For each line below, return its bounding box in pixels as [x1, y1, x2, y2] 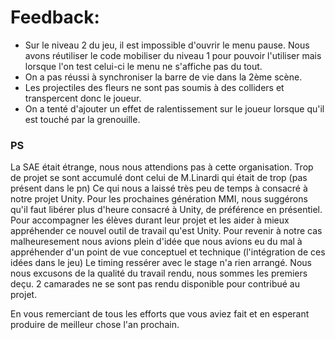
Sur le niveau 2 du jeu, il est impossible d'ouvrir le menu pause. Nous [24, 39, 310, 51]
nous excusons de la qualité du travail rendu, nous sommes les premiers [10, 267, 308, 280]
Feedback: [10, 6, 100, 29]
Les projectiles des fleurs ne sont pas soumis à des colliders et [24, 81, 285, 93]
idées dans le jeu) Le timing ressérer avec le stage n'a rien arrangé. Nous [10, 257, 312, 269]
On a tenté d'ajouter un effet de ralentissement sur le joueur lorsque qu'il [24, 102, 325, 115]
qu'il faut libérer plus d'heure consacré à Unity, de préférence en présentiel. [10, 204, 323, 216]
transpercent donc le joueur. [24, 92, 142, 104]
